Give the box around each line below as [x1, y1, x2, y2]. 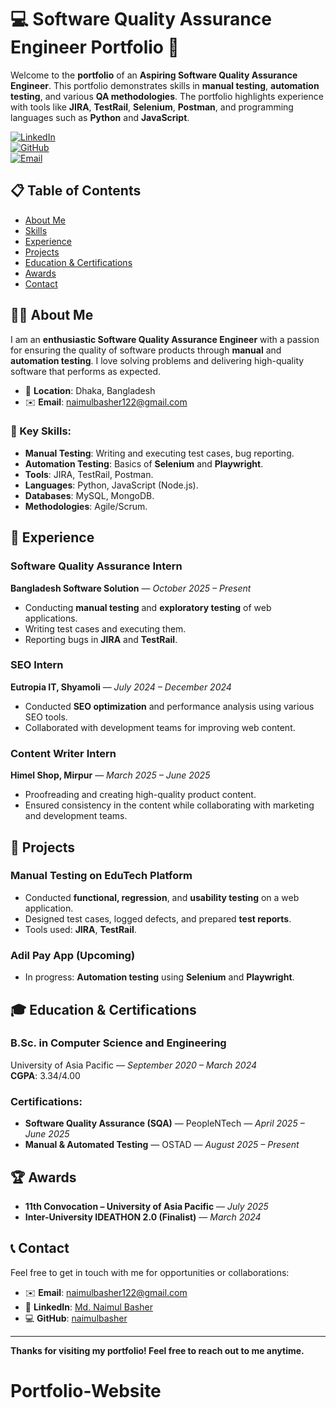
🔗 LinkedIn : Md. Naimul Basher [24, 1301, 153, 1313]
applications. [24, 612, 78, 624]
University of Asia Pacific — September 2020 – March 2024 [10, 1059, 258, 1071]
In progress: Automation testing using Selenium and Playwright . [24, 971, 295, 983]
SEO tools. [24, 711, 68, 723]
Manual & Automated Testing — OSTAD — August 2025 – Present [24, 1139, 300, 1151]
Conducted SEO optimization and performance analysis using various [24, 700, 315, 712]
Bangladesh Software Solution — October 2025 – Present [10, 582, 252, 594]
